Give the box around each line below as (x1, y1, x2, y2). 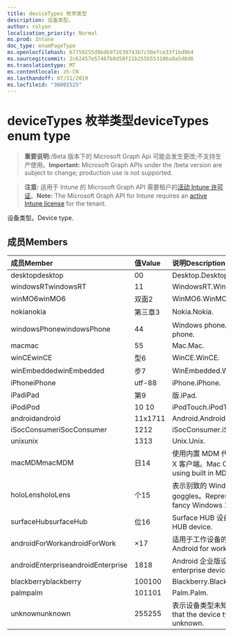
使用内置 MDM (172, 449, 220, 458)
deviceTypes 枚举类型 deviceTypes (7, 113, 209, 129)
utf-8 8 (134, 378, 157, 387)
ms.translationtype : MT (7, 62, 76, 69)
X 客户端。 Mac (172, 459, 221, 468)
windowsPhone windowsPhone (10, 324, 111, 334)
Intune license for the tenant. (24, 199, 107, 208)
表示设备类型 (172, 601, 214, 610)
